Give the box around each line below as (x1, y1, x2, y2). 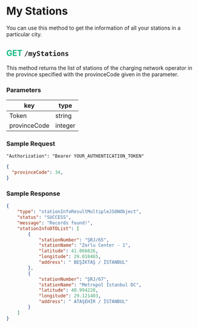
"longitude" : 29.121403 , (38, 293, 101, 299)
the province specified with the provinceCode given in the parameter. (6, 71, 179, 78)
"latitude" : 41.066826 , (38, 248, 98, 254)
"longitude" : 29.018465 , (38, 254, 101, 260)
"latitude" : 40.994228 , (38, 287, 98, 294)
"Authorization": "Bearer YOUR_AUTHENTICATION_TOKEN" (6, 153, 145, 160)
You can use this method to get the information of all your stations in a (6, 24, 181, 31)
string (55, 112, 72, 120)
